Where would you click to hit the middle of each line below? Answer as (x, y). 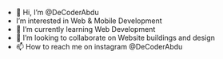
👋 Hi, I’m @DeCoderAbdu (57, 12)
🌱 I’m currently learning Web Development (86, 29)
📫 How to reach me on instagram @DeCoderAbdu (99, 47)
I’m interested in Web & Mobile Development (89, 21)
